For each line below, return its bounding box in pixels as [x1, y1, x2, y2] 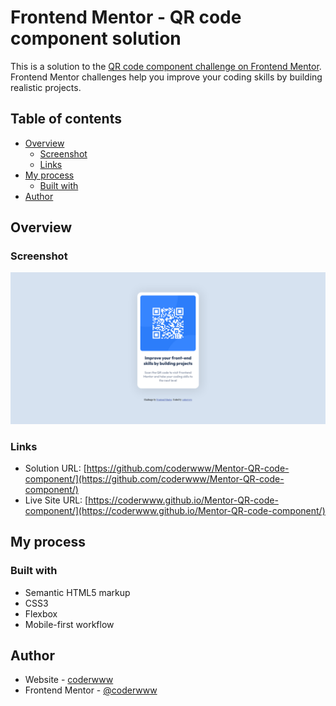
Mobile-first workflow [24, 618, 115, 630]
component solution [10, 27, 182, 50]
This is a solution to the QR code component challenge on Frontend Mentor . [10, 60, 322, 72]
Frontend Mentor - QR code [10, 6, 242, 29]
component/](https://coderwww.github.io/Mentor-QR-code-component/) [24, 504, 326, 516]
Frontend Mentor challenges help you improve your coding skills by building [10, 71, 323, 83]
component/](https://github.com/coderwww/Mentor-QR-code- [24, 472, 285, 485]
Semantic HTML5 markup [24, 586, 131, 598]
